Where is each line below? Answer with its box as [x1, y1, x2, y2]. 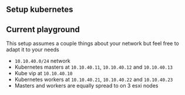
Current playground [6, 24, 80, 34]
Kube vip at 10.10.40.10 [14, 70, 73, 77]
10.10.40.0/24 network [14, 58, 70, 65]
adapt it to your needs [6, 46, 60, 53]
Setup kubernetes [6, 5, 73, 15]
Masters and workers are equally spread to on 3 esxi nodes [14, 82, 159, 89]
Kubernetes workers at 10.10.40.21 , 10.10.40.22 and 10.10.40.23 [14, 76, 173, 83]
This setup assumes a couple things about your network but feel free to [6, 40, 179, 47]
